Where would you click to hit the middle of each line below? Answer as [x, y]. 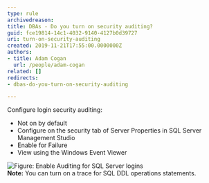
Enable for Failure [42, 145]
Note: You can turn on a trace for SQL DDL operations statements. [102, 173]
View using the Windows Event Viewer [72, 153]
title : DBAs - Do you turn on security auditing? [80, 26]
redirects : [23, 78]
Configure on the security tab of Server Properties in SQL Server [109, 131]
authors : [20, 52]
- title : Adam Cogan [37, 59]
